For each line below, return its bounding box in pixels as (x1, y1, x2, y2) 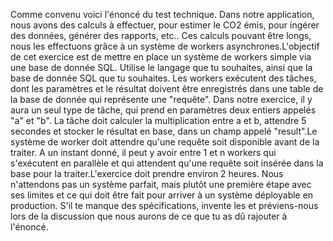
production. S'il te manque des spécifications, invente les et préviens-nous (10, 200, 319, 211)
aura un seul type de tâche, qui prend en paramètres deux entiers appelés (10, 104, 317, 116)
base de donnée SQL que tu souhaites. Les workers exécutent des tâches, (10, 72, 317, 84)
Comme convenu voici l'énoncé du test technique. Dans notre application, (10, 9, 315, 20)
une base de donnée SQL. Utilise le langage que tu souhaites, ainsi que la (10, 62, 313, 73)
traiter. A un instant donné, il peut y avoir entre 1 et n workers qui (10, 147, 277, 158)
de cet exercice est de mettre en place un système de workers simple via (10, 51, 312, 63)
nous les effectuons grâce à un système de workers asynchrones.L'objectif (10, 40, 320, 52)
